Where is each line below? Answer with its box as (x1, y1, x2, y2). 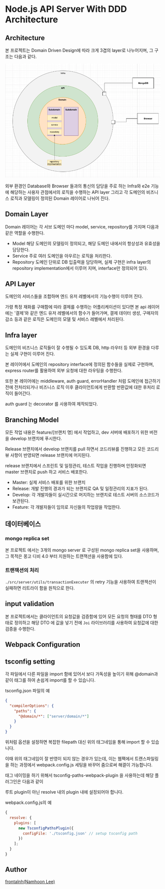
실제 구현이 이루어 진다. (10, 351, 55, 357)
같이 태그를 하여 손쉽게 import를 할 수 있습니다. (5, 677, 96, 683)
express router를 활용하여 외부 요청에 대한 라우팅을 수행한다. (5, 367, 123, 374)
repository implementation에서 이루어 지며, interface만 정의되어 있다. (12, 265, 148, 271)
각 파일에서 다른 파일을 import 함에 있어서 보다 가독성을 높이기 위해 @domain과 (5, 671, 159, 677)
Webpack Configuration (5, 640, 80, 649)
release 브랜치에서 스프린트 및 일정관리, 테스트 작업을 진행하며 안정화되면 (5, 462, 146, 468)
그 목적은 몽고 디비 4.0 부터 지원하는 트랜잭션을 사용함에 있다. (5, 553, 123, 559)
